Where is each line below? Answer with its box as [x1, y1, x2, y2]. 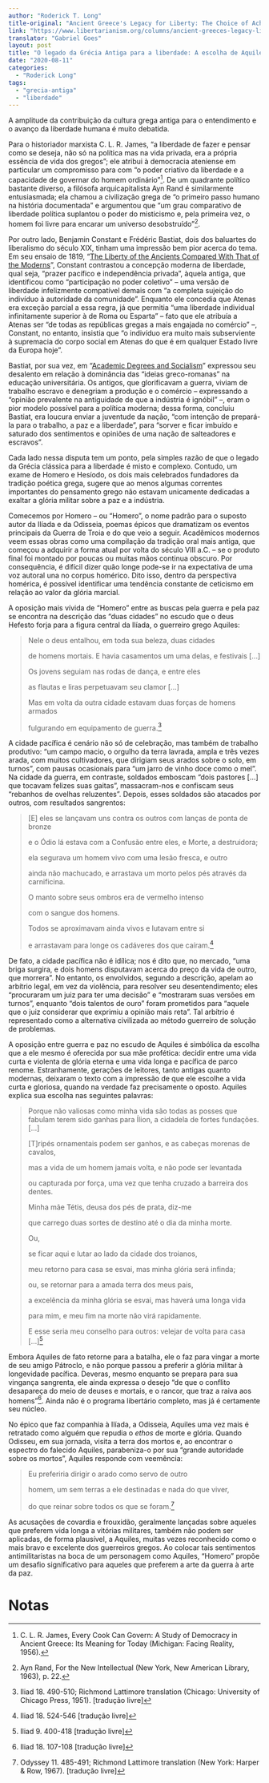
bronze [27, 822, 52, 831]
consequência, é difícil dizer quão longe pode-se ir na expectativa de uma [8, 561, 254, 571]
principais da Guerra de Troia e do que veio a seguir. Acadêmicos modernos [8, 528, 260, 537]
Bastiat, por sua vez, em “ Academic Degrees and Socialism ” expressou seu [8, 360, 256, 370]
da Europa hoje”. [8, 345, 62, 355]
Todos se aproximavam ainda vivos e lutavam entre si [27, 924, 205, 933]
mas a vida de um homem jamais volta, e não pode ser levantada [27, 1162, 243, 1172]
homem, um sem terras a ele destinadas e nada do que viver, [27, 1485, 230, 1495]
